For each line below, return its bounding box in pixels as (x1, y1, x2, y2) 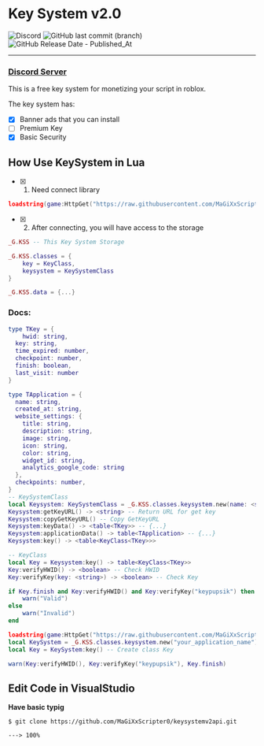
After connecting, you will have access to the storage (31, 223, 204, 232)
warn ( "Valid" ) (22, 595, 68, 603)
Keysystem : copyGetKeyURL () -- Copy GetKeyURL (8, 515, 159, 523)
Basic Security (19, 132, 67, 142)
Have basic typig (8, 703, 64, 712)
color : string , (22, 449, 72, 457)
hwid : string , (22, 332, 68, 340)
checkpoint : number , (15, 354, 82, 362)
